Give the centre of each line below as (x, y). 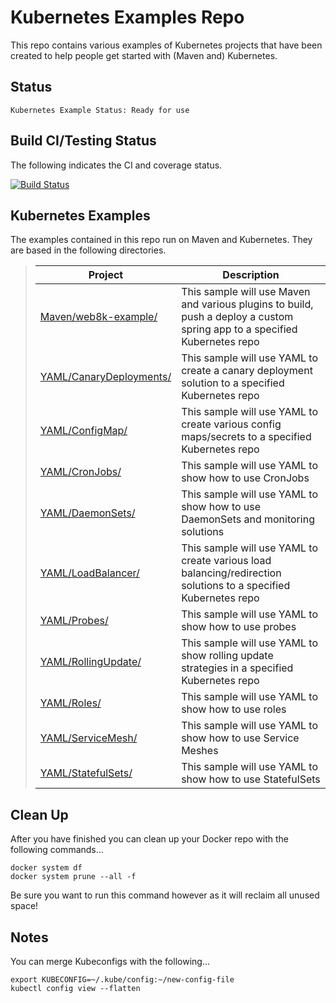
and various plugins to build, (247, 304)
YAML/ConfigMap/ (83, 431)
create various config (231, 424)
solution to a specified (233, 383)
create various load (226, 561)
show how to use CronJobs (245, 478)
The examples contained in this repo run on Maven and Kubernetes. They (161, 240)
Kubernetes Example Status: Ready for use (100, 110)
